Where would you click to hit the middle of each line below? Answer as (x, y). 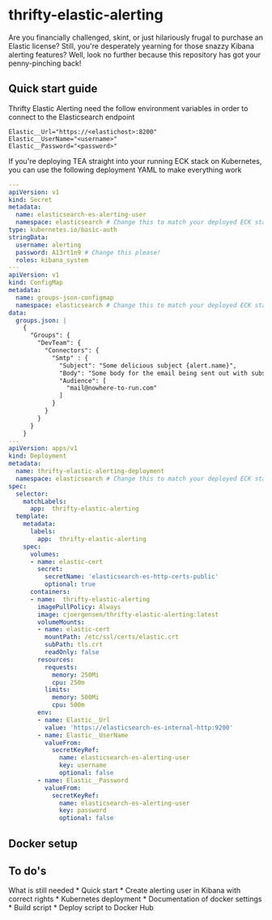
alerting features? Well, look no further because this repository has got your (135, 54)
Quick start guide (53, 89)
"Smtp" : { (70, 358)
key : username (83, 765)
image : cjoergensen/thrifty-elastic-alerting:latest (128, 614)
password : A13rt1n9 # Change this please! (88, 252)
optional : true (70, 585)
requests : (61, 667)
